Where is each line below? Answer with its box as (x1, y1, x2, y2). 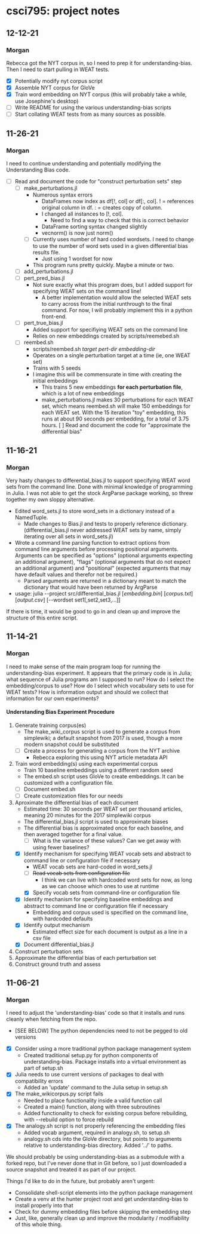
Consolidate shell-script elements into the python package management (14, 1189, 193, 1196)
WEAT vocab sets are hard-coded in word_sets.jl (32, 863, 153, 870)
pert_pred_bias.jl (23, 275, 65, 282)
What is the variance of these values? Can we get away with (32, 837, 181, 845)
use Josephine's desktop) (14, 97, 79, 105)
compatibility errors (14, 1078, 64, 1085)
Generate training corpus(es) (14, 722, 87, 729)
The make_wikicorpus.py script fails (14, 1090, 103, 1097)
